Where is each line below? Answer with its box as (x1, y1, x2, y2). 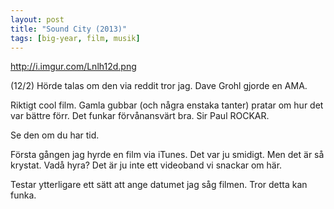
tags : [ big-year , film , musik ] (10, 33, 141, 43)
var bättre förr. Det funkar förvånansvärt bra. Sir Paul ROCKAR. (10, 110, 270, 122)
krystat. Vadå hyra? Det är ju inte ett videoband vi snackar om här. (10, 159, 283, 171)
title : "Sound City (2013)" (10, 24, 128, 34)
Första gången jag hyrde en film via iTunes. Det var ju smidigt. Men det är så (10, 149, 325, 161)
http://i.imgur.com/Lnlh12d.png (10, 61, 137, 73)
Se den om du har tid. (10, 129, 100, 141)
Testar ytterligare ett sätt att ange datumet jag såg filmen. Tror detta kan (10, 179, 308, 191)
